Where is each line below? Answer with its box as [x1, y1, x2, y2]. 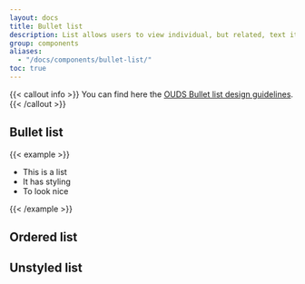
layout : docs [9, 13, 59, 23]
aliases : [9, 47, 43, 56]
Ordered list [9, 230, 78, 245]
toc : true [9, 64, 47, 73]
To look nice [22, 185, 69, 196]
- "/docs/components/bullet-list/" [17, 55, 152, 64]
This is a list [22, 166, 68, 177]
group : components [9, 38, 79, 48]
